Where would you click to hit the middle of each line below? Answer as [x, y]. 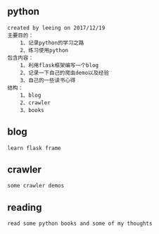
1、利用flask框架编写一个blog [59, 65]
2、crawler [35, 103]
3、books [32, 110]
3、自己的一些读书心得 [48, 80]
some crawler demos [36, 186]
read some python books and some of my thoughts [80, 224]
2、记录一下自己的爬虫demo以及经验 [64, 73]
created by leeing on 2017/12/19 [56, 27]
